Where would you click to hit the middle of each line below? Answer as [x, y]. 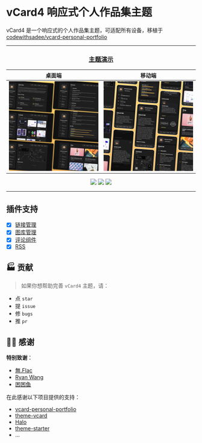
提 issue [25, 306]
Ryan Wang [29, 377]
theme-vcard [31, 416]
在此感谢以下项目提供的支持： [43, 397]
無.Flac [24, 371]
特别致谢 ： [20, 358]
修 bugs [24, 313]
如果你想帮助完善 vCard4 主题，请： [65, 286]
